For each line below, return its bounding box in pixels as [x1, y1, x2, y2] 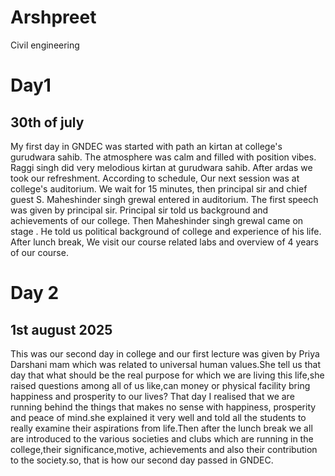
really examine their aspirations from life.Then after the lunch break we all [10, 422, 313, 434]
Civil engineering [10, 39, 80, 51]
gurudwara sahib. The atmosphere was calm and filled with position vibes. [10, 151, 317, 163]
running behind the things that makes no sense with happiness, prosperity [10, 401, 317, 413]
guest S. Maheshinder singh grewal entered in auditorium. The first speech [10, 193, 319, 205]
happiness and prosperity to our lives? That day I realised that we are [10, 390, 295, 402]
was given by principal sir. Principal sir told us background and [10, 204, 269, 216]
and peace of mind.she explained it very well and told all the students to [10, 411, 307, 423]
